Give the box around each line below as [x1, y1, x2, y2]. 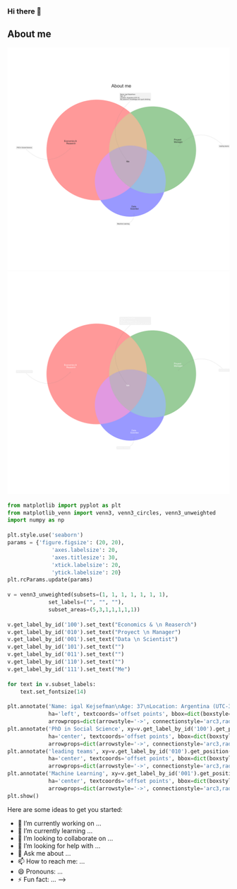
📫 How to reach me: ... [17, 856, 85, 865]
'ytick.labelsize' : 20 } [51, 569, 121, 576]
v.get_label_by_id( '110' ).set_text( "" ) [7, 659, 125, 666]
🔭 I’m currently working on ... [17, 819, 102, 828]
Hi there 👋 [7, 6, 42, 16]
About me [7, 28, 51, 40]
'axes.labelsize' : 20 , [51, 546, 119, 553]
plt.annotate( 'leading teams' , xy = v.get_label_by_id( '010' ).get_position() [7, 748, 235, 755]
